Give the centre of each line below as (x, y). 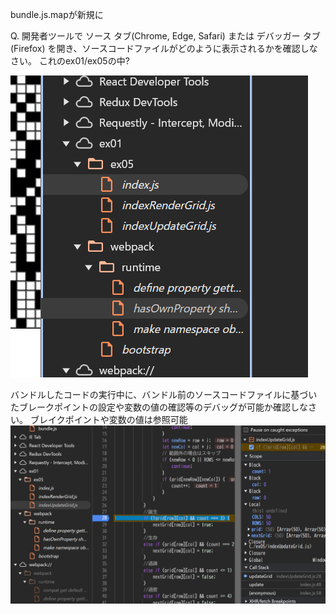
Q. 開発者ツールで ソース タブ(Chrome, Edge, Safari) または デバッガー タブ (165, 36)
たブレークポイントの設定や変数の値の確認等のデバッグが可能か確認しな (159, 407)
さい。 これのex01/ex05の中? (70, 61)
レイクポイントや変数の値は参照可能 (113, 419)
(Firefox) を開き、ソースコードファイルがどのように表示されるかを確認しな (164, 48)
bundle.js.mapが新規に (57, 14)
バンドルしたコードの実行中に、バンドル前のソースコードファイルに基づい (164, 394)
